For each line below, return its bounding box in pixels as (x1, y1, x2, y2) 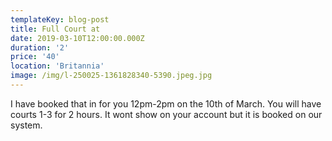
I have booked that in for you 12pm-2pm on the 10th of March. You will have (10, 97, 322, 110)
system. (10, 119, 43, 131)
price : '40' (10, 52, 60, 62)
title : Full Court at (10, 24, 101, 34)
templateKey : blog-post (10, 14, 110, 25)
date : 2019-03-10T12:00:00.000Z (10, 33, 145, 43)
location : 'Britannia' (10, 61, 105, 71)
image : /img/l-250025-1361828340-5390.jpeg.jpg (10, 71, 213, 81)
